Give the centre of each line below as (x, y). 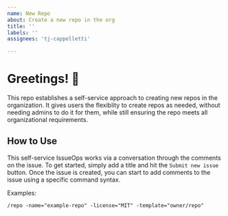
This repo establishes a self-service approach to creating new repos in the (113, 98)
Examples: (22, 193)
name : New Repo (29, 13)
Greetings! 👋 (44, 79)
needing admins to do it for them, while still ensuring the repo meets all (107, 112)
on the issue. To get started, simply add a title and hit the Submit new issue (113, 165)
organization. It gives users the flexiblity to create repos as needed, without (114, 105)
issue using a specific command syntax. (64, 180)
